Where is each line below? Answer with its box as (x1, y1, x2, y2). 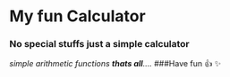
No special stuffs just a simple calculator (9, 38, 190, 50)
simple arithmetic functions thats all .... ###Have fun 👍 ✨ (9, 58, 222, 69)
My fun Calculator (9, 6, 146, 27)
